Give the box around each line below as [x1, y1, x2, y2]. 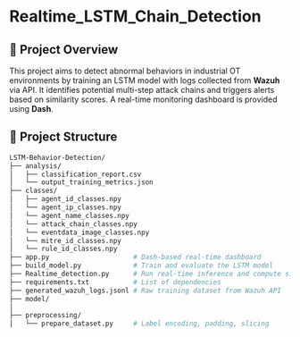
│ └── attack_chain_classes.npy [9, 219, 138, 229]
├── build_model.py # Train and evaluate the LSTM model [9, 261, 274, 270]
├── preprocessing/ [9, 311, 82, 320]
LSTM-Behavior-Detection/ [9, 153, 105, 162]
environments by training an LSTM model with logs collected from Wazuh [9, 75, 280, 86]
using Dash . [9, 104, 54, 114]
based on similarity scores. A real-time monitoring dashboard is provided [9, 94, 279, 105]
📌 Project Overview [9, 42, 119, 57]
